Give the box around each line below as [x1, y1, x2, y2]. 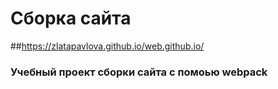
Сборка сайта [10, 7, 132, 30]
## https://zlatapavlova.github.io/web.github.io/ [10, 40, 205, 52]
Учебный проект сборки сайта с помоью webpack [10, 65, 268, 79]
